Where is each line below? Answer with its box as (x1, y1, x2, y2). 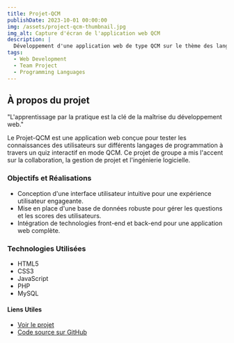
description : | (7, 36, 52, 43)
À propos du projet (7, 94, 90, 106)
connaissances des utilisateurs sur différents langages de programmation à (7, 141, 224, 150)
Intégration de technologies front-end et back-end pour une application (17, 219, 223, 227)
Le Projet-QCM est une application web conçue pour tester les (7, 134, 187, 142)
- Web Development (13, 56, 68, 63)
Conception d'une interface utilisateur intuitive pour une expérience (17, 189, 212, 197)
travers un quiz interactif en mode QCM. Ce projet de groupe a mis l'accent (7, 148, 224, 157)
